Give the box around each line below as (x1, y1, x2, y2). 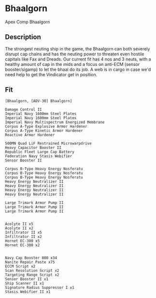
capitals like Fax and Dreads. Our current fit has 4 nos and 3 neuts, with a (5, 56, 151, 62)
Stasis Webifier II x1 (5, 289, 51, 294)
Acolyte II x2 (5, 226, 34, 231)
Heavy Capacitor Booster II (5, 145, 62, 150)
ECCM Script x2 (5, 264, 36, 269)
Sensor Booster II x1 (5, 277, 49, 282)
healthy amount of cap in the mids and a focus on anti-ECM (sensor (5, 61, 140, 67)
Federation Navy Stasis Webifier (5, 154, 72, 158)
